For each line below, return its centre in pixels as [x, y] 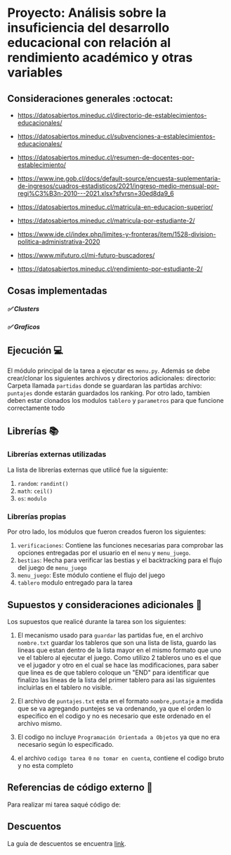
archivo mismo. [40, 723]
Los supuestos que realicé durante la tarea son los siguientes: [97, 621]
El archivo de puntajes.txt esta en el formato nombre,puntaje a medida [120, 701]
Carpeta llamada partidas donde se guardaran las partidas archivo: [105, 386]
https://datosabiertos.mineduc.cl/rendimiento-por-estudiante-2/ [110, 269]
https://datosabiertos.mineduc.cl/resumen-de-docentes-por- [106, 157]
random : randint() [43, 483]
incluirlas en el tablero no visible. [65, 687]
